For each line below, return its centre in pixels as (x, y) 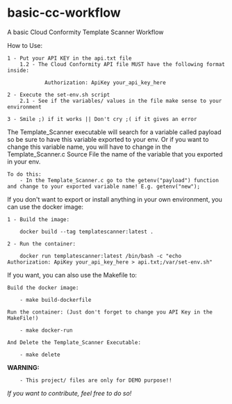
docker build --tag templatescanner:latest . (87, 232)
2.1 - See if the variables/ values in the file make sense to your (121, 101)
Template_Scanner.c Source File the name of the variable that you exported (115, 154)
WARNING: (23, 367)
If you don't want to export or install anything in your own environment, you (115, 199)
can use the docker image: (45, 207)
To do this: (24, 174)
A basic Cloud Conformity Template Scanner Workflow (85, 32)
